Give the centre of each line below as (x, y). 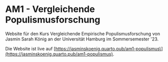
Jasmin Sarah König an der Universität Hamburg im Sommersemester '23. (82, 39)
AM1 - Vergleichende (50, 9)
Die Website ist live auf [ (30, 48)
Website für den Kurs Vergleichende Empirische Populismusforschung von (83, 33)
